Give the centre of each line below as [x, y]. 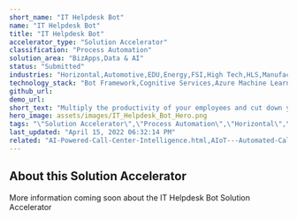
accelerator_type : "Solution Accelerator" [88, 42]
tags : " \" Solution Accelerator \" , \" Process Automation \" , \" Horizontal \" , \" [152, 125]
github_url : [31, 91]
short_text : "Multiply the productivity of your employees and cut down [146, 108]
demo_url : [27, 99]
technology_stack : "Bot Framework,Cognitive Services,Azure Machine [138, 83]
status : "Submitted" [47, 67]
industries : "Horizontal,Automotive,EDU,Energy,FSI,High [116, 75]
